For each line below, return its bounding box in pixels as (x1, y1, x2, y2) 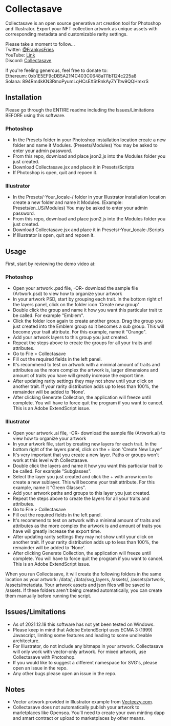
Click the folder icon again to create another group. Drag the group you (12, 318, 163, 324)
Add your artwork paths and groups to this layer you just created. (12, 490, 151, 496)
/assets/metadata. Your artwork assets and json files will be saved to (5, 582, 151, 588)
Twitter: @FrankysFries (5, 46, 54, 52)
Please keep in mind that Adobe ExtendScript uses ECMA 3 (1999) (12, 626, 153, 632)
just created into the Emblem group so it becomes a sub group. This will (12, 323, 164, 329)
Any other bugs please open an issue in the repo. (12, 670, 117, 676)
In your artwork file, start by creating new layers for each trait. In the (12, 440, 157, 447)
